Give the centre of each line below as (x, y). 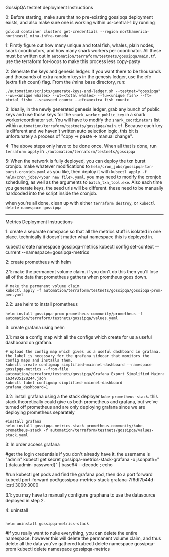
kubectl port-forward (27, 480)
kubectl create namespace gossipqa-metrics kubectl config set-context (80, 247)
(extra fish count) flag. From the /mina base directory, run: (65, 82)
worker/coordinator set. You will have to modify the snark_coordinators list (82, 120)
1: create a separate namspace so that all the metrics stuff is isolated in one (83, 232)
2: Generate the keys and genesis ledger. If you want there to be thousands (83, 71)
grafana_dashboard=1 (27, 387)
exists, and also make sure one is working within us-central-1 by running (80, 22)
